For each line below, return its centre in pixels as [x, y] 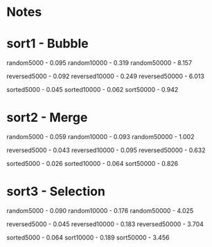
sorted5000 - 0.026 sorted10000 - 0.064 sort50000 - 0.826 [92, 164]
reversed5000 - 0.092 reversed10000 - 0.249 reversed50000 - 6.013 [106, 76]
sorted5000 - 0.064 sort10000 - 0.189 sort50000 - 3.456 [88, 237]
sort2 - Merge [47, 118]
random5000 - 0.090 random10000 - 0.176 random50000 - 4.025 [100, 211]
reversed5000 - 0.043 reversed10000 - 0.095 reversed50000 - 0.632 [106, 150]
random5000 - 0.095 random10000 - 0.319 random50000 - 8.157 [99, 63]
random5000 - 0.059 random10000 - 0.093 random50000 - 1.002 [100, 137]
